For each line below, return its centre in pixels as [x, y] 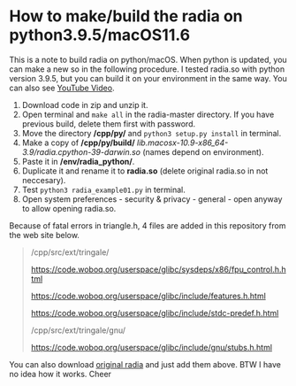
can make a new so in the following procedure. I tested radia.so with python [147, 69]
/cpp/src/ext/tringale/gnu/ [78, 330]
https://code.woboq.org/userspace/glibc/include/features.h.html [148, 296]
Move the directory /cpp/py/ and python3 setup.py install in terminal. [152, 133]
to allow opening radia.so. [69, 208]
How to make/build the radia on [126, 16]
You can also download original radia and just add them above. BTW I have [145, 364]
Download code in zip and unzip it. [85, 104]
